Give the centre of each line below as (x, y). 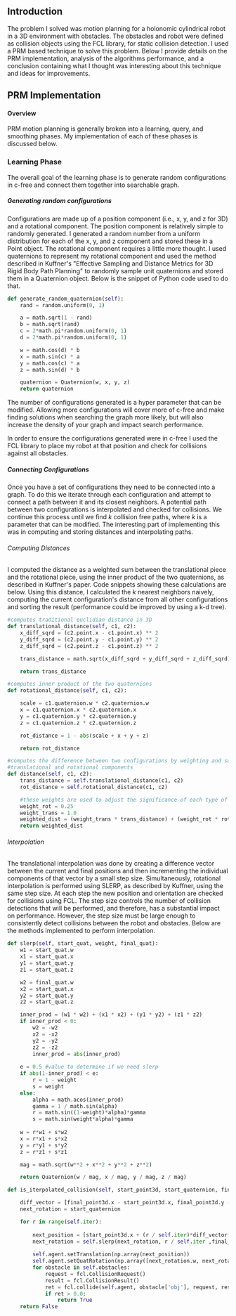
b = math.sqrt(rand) (50, 325)
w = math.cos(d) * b (50, 350)
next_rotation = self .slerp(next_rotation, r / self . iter (119, 1242)
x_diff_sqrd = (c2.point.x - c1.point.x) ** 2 (89, 633)
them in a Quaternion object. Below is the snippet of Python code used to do (118, 278)
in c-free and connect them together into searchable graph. (93, 185)
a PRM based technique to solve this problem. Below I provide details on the (117, 51)
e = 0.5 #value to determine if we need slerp (89, 1067)
